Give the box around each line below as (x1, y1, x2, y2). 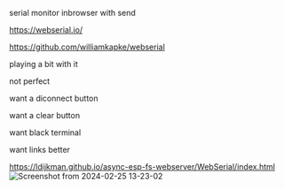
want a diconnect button (9, 93, 99, 103)
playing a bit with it (9, 59, 78, 69)
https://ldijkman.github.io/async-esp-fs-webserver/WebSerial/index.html (9, 162, 275, 171)
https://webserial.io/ (9, 25, 83, 34)
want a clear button (9, 110, 81, 120)
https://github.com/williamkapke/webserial (9, 42, 166, 52)
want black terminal (9, 127, 82, 138)
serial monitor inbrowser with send (9, 8, 136, 18)
